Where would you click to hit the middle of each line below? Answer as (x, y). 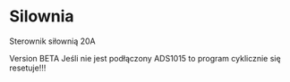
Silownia (42, 16)
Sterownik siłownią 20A (52, 41)
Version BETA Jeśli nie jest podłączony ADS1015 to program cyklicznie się (145, 58)
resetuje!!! (28, 68)
